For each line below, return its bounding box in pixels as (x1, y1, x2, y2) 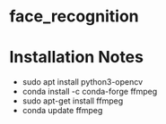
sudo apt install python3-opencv (22, 77, 144, 87)
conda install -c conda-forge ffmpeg (22, 87, 158, 97)
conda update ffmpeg (22, 105, 103, 116)
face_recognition (9, 6, 139, 27)
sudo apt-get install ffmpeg (22, 95, 124, 106)
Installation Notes (9, 47, 144, 68)
